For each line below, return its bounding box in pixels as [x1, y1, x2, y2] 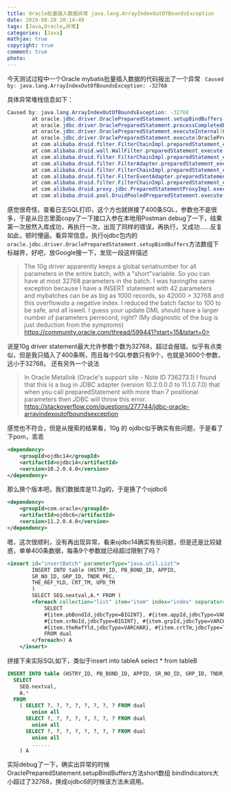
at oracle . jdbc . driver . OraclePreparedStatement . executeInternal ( [32, 128, 223, 135]
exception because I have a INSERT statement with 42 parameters [23, 284, 212, 292]
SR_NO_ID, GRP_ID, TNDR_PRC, [32, 572, 115, 580]
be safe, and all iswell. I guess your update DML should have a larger [23, 306, 219, 314]
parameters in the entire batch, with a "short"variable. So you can [23, 270, 210, 277]
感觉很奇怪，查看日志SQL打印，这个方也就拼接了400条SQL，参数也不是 [7, 206, 211, 213]
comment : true [7, 49, 48, 56]
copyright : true [7, 42, 54, 49]
